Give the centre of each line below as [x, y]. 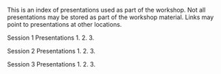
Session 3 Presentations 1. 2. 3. [51, 64]
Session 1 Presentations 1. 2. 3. [51, 38]
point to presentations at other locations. [65, 24]
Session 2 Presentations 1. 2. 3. [51, 51]
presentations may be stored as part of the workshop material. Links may [110, 17]
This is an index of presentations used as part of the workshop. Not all [106, 10]
